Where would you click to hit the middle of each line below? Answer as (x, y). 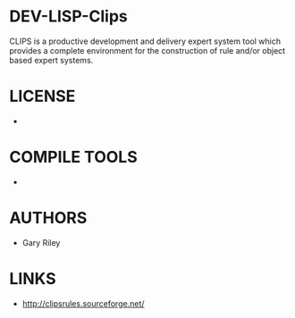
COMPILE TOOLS (73, 157)
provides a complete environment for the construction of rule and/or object (147, 50)
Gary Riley (41, 242)
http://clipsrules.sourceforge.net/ (83, 303)
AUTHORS (48, 218)
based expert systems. (51, 60)
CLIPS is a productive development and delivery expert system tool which (145, 41)
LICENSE (42, 96)
